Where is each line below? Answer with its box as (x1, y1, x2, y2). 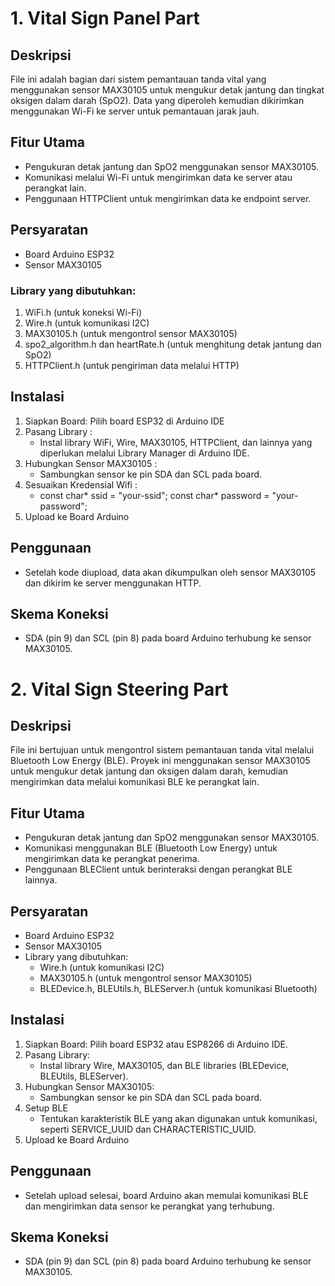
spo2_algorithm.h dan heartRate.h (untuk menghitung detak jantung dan (24, 338, 322, 350)
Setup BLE (24, 1102, 68, 1114)
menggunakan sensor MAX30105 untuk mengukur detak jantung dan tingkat (10, 84, 325, 96)
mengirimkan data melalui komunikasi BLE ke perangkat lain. (10, 776, 260, 788)
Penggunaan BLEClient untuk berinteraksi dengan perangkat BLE (24, 863, 293, 876)
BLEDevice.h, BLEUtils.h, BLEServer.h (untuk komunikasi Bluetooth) (39, 982, 318, 994)
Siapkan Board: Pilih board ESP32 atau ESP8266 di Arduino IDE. (24, 1038, 288, 1050)
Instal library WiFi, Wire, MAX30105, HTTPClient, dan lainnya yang (39, 436, 313, 448)
